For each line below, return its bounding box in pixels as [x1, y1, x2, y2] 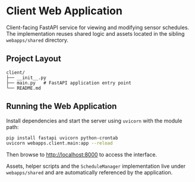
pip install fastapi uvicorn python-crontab [6, 135, 118, 141]
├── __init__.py [6, 74, 46, 81]
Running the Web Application [6, 101, 117, 111]
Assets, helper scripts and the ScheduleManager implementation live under [6, 162, 186, 170]
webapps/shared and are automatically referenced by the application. [6, 169, 173, 176]
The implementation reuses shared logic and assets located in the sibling [6, 30, 185, 37]
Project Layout [6, 54, 61, 64]
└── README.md [6, 85, 42, 91]
